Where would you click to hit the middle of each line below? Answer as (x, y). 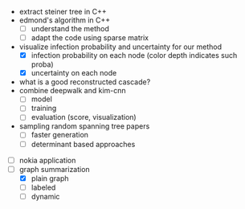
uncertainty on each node (74, 73)
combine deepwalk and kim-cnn (72, 91)
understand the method (70, 29)
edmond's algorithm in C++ (64, 20)
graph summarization (54, 169)
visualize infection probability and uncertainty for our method (120, 47)
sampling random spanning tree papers (84, 126)
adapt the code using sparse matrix (90, 38)
